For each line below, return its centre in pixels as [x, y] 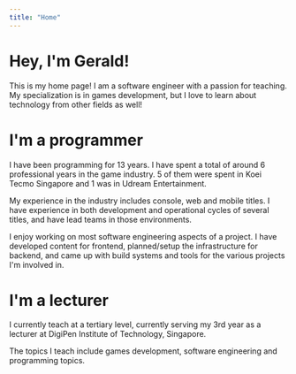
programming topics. [47, 361]
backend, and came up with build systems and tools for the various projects [147, 255]
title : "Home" [35, 17]
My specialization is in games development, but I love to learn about [133, 95]
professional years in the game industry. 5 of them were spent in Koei [136, 174]
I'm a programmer [76, 140]
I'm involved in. [37, 264]
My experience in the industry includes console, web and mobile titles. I [140, 201]
